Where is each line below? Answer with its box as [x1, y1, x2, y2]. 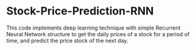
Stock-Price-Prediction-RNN [6, 4, 154, 18]
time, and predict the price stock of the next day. [6, 37, 129, 44]
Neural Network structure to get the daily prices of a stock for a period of [6, 30, 190, 37]
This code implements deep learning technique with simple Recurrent [6, 24, 181, 31]
